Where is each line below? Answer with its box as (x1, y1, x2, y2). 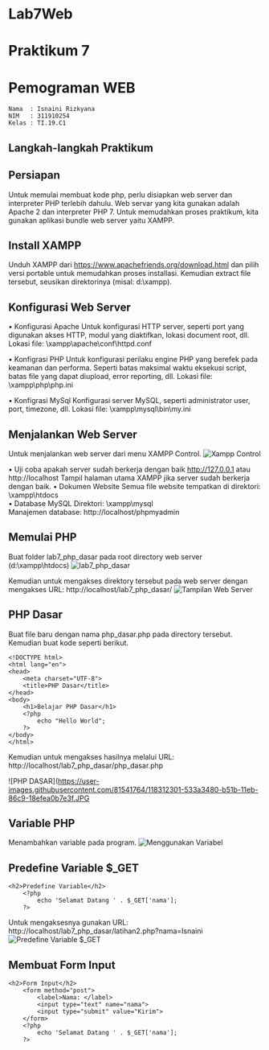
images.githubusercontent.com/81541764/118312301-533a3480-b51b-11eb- (8, 784, 259, 794)
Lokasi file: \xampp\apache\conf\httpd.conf (8, 339, 153, 348)
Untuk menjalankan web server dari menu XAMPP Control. (8, 448, 202, 459)
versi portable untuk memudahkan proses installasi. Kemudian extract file (8, 269, 251, 278)
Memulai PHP (8, 530, 77, 544)
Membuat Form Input (8, 958, 116, 972)
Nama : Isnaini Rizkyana (8, 105, 95, 113)
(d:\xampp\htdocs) (8, 560, 70, 570)
